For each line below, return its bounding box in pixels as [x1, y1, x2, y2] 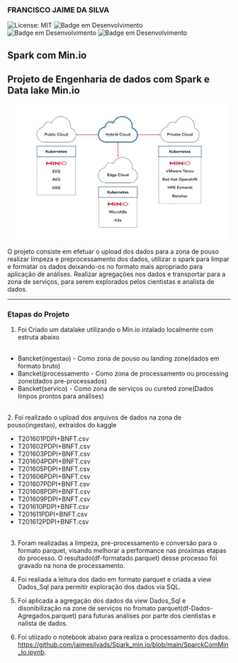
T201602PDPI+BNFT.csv [17, 442, 91, 450]
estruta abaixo [17, 332, 60, 341]
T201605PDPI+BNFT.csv [17, 464, 91, 473]
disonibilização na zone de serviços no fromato [17, 603, 157, 612]
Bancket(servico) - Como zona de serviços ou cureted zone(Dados [17, 384, 214, 393]
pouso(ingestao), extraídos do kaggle [7, 420, 117, 429]
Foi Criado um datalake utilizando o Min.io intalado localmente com [17, 325, 214, 334]
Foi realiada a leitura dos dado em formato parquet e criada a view [17, 575, 212, 583]
